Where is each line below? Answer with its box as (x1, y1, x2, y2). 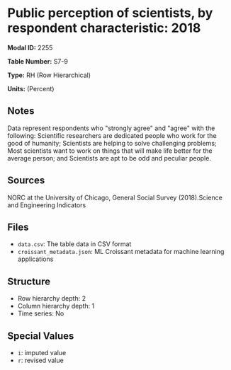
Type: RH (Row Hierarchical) (7, 71, 91, 79)
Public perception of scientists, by (7, 5, 213, 21)
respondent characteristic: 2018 (7, 20, 201, 36)
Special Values (7, 330, 74, 342)
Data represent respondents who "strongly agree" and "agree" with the (7, 124, 215, 132)
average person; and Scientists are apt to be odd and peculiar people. (7, 154, 211, 162)
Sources (7, 175, 45, 187)
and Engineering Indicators (7, 200, 86, 209)
